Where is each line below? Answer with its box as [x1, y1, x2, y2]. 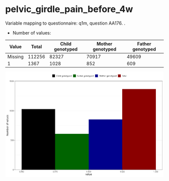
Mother [96, 41, 113, 47]
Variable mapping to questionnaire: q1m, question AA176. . [5, 20, 126, 26]
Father [137, 41, 151, 47]
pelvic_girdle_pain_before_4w [5, 4, 133, 15]
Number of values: [12, 30, 51, 36]
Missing [7, 54, 24, 60]
